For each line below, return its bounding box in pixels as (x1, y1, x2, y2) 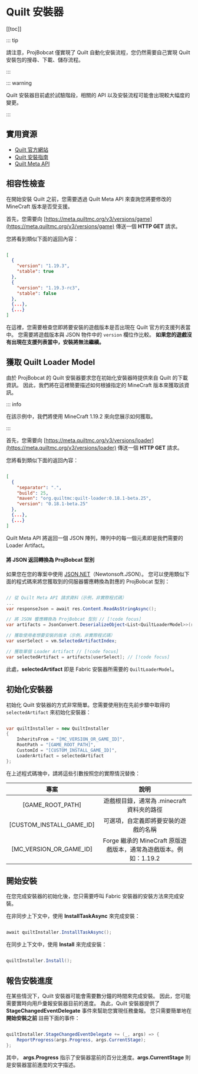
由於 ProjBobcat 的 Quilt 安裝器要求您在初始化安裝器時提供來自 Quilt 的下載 (6, 374, 189, 381)
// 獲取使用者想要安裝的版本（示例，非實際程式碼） (6, 632, 115, 638)
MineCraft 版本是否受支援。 (6, 203, 74, 210)
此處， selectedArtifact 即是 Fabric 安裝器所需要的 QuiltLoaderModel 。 (6, 666, 178, 673)
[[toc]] (6, 25, 22, 32)
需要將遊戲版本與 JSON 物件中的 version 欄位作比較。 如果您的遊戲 (22, 331, 187, 338)
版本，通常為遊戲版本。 (112, 845, 178, 854)
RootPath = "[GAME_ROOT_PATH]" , (16, 742, 96, 748)
